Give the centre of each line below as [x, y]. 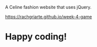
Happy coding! [36, 37]
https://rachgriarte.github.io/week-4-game [49, 17]
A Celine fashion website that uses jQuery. [48, 7]
